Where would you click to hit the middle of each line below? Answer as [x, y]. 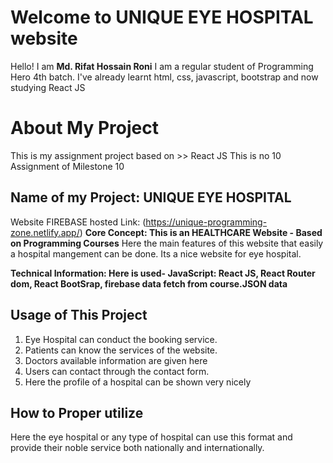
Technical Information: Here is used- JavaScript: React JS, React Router [163, 273]
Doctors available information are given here [116, 360]
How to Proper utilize [77, 412]
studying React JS [48, 87]
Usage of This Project [79, 315]
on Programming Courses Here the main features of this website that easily [167, 243]
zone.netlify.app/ [45, 232]
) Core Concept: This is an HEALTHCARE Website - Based [201, 232]
